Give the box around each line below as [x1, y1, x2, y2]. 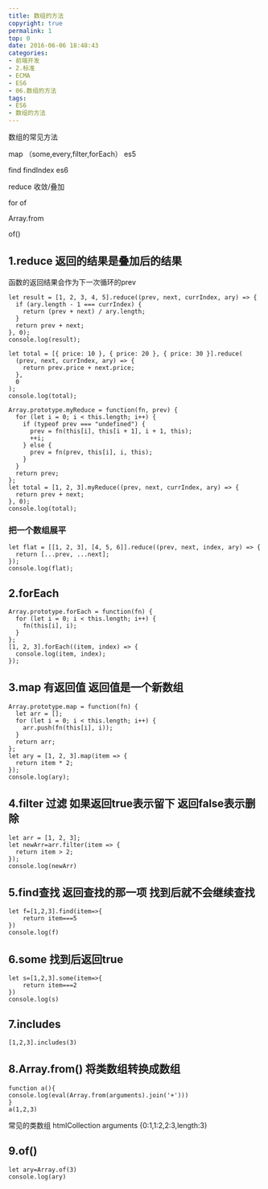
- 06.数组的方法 [8, 86, 57, 95]
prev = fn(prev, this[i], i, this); [29, 448, 153, 456]
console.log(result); [8, 335, 81, 344]
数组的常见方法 [8, 132, 58, 142]
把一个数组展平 [8, 525, 67, 536]
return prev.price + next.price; [23, 364, 135, 372]
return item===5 [23, 915, 78, 923]
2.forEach [8, 586, 60, 600]
